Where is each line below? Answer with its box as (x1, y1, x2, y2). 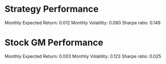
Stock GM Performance (4, 37, 103, 48)
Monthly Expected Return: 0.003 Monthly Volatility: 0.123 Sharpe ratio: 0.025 (4, 53, 162, 59)
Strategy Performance (4, 3, 99, 15)
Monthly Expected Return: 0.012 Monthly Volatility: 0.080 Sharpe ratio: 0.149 (4, 20, 161, 26)
